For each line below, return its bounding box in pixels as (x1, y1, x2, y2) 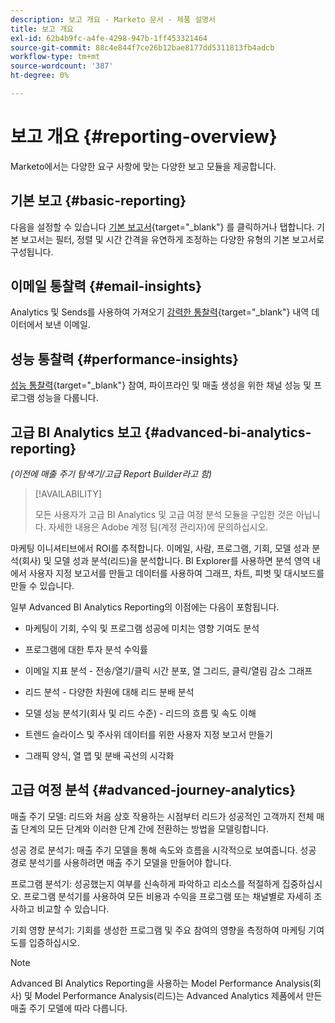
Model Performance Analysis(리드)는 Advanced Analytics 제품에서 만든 (34, 989, 323, 1001)
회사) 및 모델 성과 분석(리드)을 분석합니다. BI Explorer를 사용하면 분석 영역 (21, 555, 311, 567)
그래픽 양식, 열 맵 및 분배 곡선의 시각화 (24, 750, 175, 762)
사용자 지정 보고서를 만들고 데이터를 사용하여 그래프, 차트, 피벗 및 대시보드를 (28, 567, 325, 580)
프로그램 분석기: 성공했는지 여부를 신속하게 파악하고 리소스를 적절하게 (10, 877, 280, 890)
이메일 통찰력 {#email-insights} (10, 278, 203, 295)
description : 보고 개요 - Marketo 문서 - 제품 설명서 (10, 14, 216, 25)
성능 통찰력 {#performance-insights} (10, 351, 240, 368)
